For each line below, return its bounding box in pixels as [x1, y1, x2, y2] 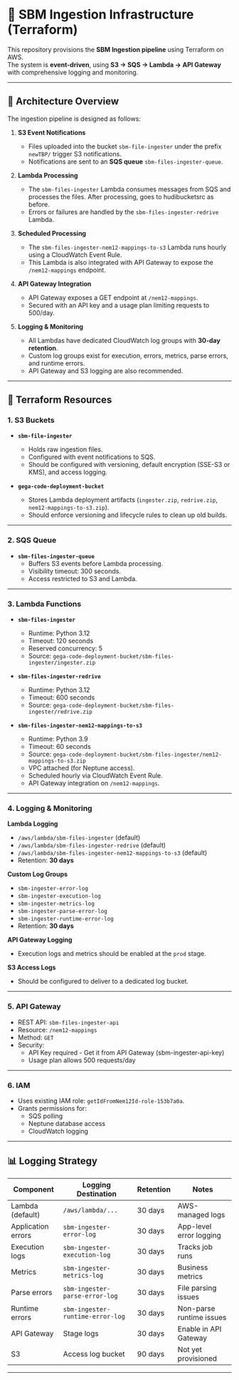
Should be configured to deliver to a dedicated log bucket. [17, 977, 189, 986]
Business [177, 1262, 208, 1272]
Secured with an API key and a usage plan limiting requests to [28, 301, 210, 309]
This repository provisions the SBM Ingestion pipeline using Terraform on [7, 45, 224, 54]
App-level [177, 1221, 212, 1231]
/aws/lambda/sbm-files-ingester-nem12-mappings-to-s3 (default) [17, 849, 208, 857]
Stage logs [63, 1328, 99, 1338]
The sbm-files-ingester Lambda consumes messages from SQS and [28, 185, 231, 193]
